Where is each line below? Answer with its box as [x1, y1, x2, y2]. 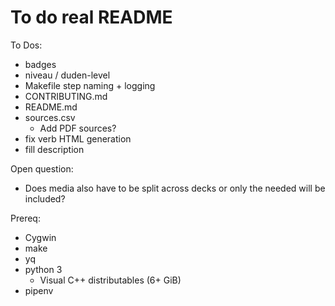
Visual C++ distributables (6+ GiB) [39, 274, 182, 286]
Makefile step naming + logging [24, 79, 156, 91]
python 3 [24, 263, 63, 275]
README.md [24, 101, 78, 113]
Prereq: [10, 212, 41, 224]
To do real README [10, 6, 173, 29]
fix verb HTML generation [24, 132, 132, 145]
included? [24, 192, 66, 205]
